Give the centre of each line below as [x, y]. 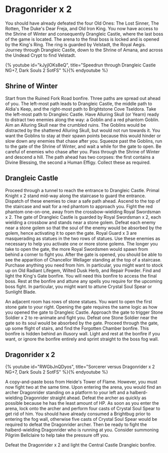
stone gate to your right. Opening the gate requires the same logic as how [81, 307]
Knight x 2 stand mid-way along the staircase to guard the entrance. [76, 196]
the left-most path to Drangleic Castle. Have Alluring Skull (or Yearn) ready [82, 114]
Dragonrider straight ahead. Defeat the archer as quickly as [85, 398]
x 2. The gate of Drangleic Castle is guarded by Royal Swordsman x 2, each [83, 217]
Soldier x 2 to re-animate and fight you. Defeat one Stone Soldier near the [81, 317]
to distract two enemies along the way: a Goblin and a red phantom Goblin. [82, 120]
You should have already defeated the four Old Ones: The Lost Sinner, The [82, 23]
